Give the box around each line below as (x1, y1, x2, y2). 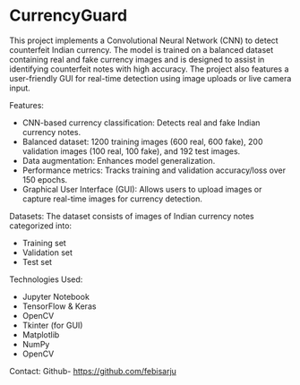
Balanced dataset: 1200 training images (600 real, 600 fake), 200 (21, 136, 263, 147)
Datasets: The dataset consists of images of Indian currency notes (9, 210, 254, 221)
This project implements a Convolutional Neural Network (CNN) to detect (9, 35, 279, 46)
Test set (21, 256, 52, 267)
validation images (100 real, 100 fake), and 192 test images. (21, 145, 241, 157)
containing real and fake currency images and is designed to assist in (9, 54, 265, 64)
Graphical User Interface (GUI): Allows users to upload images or (21, 184, 262, 194)
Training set (21, 237, 67, 248)
